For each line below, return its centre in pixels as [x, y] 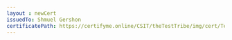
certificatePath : [32, 26]
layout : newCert [32, 13]
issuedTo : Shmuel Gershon [44, 20]
